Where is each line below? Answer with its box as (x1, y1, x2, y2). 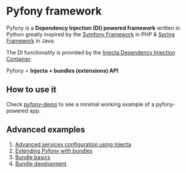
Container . (6, 55, 32, 62)
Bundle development (14, 160, 67, 167)
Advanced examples (6, 125, 86, 135)
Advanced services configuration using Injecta (14, 140, 132, 148)
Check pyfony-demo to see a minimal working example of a (6, 100, 155, 108)
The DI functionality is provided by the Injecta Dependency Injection (6, 48, 175, 56)
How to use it (6, 85, 57, 95)
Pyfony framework (6, 4, 102, 18)
